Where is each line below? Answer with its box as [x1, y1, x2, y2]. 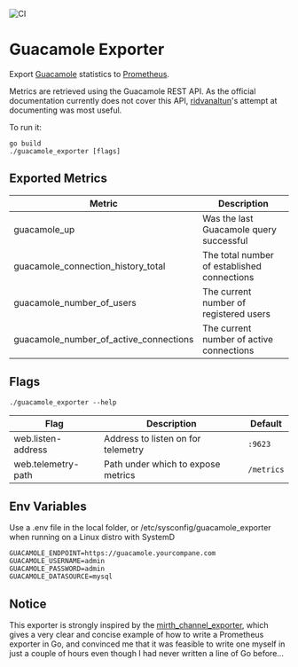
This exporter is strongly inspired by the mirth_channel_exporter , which [9, 620, 269, 631]
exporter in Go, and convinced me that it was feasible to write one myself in [9, 639, 286, 649]
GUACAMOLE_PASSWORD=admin [9, 564, 105, 574]
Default [249, 417, 282, 429]
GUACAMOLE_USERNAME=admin [9, 557, 105, 566]
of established [202, 260, 262, 272]
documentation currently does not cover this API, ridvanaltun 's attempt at [9, 95, 278, 106]
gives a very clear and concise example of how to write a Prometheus [9, 630, 264, 640]
